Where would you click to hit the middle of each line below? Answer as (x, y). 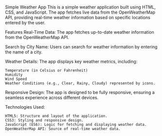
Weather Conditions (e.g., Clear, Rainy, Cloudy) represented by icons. (80, 83)
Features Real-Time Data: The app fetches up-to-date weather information (80, 32)
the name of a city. (24, 52)
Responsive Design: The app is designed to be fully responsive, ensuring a (80, 92)
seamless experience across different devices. (52, 98)
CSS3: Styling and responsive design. (44, 120)
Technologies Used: (25, 107)
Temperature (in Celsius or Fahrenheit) (47, 70)
